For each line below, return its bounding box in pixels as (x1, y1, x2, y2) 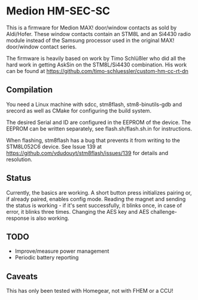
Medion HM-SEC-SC (6, 4, 111, 18)
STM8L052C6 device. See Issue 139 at (6, 143, 102, 150)
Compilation (6, 85, 53, 95)
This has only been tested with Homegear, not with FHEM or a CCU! (6, 287, 173, 295)
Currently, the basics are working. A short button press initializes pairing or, (6, 189, 193, 196)
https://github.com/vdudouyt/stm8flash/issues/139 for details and (6, 149, 169, 156)
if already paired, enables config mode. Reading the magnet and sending (6, 195, 186, 202)
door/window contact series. (6, 43, 77, 50)
